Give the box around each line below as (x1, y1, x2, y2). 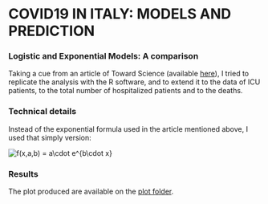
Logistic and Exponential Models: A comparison (8, 51, 199, 62)
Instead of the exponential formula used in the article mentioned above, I (8, 124, 249, 133)
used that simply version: (8, 133, 91, 142)
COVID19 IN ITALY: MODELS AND (8, 5, 232, 23)
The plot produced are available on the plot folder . (8, 186, 174, 197)
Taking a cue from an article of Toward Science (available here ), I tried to (8, 69, 250, 79)
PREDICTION (8, 22, 95, 40)
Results (8, 168, 39, 179)
